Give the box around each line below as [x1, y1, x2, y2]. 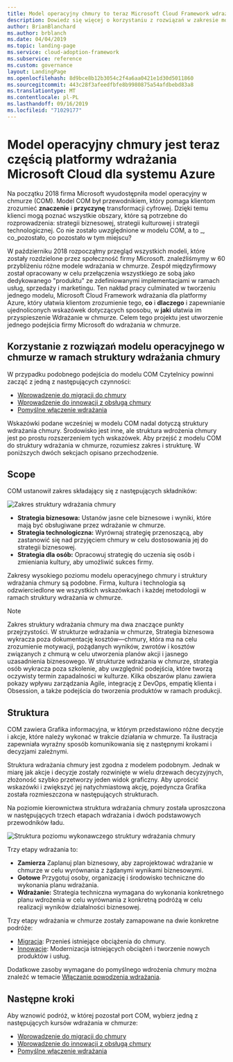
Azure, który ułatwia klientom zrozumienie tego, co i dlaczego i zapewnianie [7, 298, 225, 307]
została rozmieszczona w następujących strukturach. [7, 790, 159, 798]
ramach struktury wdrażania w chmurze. [7, 594, 123, 602]
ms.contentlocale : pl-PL [7, 94, 79, 101]
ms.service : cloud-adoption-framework [7, 49, 119, 56]
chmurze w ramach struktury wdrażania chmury [7, 352, 221, 363]
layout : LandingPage [7, 68, 67, 75]
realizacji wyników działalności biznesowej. [17, 903, 141, 911]
